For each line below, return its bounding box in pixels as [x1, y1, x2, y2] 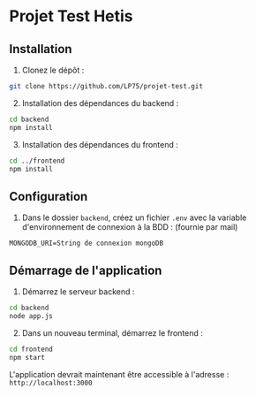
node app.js [9, 311, 53, 320]
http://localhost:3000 [9, 378, 93, 387]
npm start [9, 353, 46, 362]
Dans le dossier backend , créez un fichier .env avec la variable [21, 212, 247, 223]
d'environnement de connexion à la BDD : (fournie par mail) [21, 222, 238, 232]
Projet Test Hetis [9, 6, 134, 27]
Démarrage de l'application [9, 263, 162, 278]
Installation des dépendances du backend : [21, 97, 179, 108]
